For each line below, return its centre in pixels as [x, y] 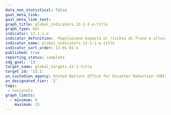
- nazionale [20, 90]
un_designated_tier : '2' [32, 81]
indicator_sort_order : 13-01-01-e [42, 48]
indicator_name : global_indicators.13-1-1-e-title [60, 43]
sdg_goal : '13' [21, 62]
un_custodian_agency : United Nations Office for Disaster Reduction [79, 76]
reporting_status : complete [35, 57]
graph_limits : [20, 95]
